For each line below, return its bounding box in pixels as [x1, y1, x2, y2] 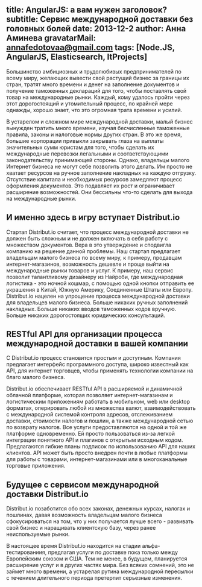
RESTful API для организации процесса [6, 329, 163, 339]
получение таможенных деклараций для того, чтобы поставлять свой [6, 87, 187, 94]
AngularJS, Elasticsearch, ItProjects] [6, 52, 148, 62]
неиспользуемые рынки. [6, 530, 70, 538]
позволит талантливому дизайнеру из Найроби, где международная [6, 273, 183, 280]
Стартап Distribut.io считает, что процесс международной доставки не [6, 228, 189, 236]
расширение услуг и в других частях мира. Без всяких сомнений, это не [6, 562, 194, 569]
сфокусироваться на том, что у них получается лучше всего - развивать [6, 518, 194, 525]
